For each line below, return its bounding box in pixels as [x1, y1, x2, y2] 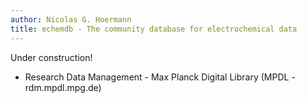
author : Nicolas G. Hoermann [10, 14, 132, 25]
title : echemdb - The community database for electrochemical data [10, 24, 298, 34]
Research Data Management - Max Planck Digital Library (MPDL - [24, 71, 296, 83]
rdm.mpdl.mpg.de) [24, 81, 102, 93]
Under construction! [10, 51, 93, 63]
